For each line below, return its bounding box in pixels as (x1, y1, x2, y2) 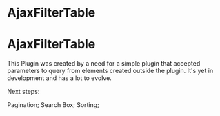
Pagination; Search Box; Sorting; (7, 101, 100, 109)
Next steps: (7, 88, 40, 96)
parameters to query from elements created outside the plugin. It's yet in (7, 67, 214, 75)
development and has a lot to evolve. (7, 74, 112, 82)
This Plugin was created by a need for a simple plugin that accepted (7, 59, 201, 68)
